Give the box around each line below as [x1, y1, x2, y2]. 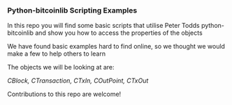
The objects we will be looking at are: [7, 63, 115, 72]
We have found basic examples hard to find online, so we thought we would [7, 42, 226, 51]
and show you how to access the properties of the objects [34, 29, 203, 37]
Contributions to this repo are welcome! [7, 90, 122, 99]
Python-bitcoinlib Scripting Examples [7, 6, 138, 15]
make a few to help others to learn [7, 49, 106, 58]
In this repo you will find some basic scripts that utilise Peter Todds [7, 22, 201, 30]
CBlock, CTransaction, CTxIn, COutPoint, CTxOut [7, 76, 149, 85]
